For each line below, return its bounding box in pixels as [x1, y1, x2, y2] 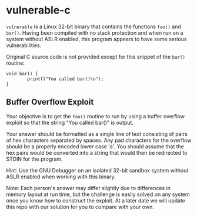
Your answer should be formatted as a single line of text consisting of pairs [6, 130, 188, 137]
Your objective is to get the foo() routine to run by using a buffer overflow [6, 112, 185, 119]
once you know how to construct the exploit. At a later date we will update [6, 197, 185, 204]
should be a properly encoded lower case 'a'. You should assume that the [6, 142, 184, 150]
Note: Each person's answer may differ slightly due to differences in [6, 184, 171, 191]
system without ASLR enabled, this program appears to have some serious [6, 35, 187, 42]
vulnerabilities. [6, 42, 42, 49]
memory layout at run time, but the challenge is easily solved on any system [6, 191, 190, 198]
